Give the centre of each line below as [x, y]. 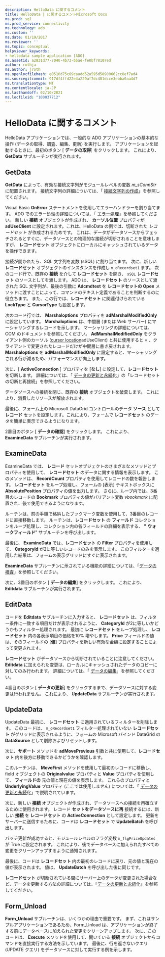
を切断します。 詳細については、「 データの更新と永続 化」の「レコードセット [82, 375]
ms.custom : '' [20, 33]
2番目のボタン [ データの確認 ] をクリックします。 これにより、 [68, 431]
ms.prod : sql [18, 19]
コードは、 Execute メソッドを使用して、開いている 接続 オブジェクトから [81, 937]
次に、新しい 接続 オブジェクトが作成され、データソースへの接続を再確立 [80, 803]
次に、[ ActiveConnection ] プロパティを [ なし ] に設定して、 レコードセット [82, 369]
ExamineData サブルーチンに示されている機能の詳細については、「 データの [81, 566]
